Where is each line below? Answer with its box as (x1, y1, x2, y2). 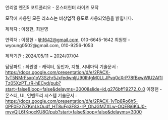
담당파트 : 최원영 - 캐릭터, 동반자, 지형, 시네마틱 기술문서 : (5, 64, 119, 69)
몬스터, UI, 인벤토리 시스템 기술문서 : (5, 93, 77, 98)
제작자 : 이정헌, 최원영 (5, 26, 48, 32)
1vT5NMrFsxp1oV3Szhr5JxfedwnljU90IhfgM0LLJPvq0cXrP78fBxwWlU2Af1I (5, 75, 163, 81)
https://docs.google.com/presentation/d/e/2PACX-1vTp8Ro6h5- (5, 98, 138, 104)
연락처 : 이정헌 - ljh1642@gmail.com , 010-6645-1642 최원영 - (5, 37, 130, 43)
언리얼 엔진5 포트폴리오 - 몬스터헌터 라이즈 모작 (5, 5, 99, 10)
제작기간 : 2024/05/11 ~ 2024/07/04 (5, 53, 79, 59)
